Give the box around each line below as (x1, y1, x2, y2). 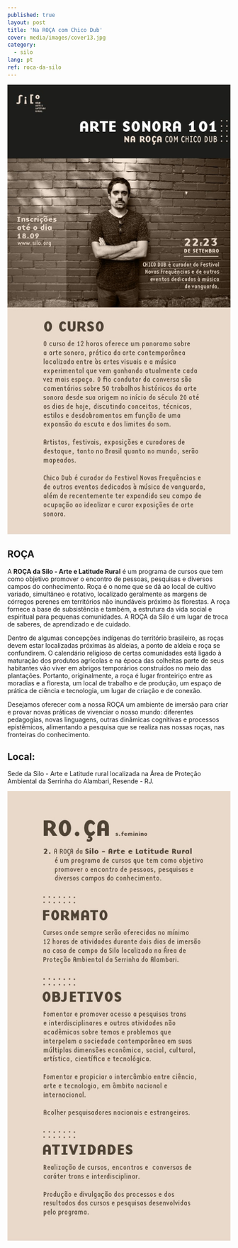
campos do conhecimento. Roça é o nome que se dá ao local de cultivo (7, 582, 216, 590)
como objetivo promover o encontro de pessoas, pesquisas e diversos (7, 575, 213, 583)
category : (7, 41, 37, 49)
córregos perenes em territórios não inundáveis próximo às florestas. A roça (7, 597, 230, 606)
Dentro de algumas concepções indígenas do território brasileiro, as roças (7, 634, 225, 642)
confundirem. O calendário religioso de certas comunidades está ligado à (7, 648, 222, 657)
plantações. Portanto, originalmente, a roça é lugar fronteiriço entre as (7, 671, 212, 680)
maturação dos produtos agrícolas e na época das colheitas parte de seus (7, 656, 225, 665)
